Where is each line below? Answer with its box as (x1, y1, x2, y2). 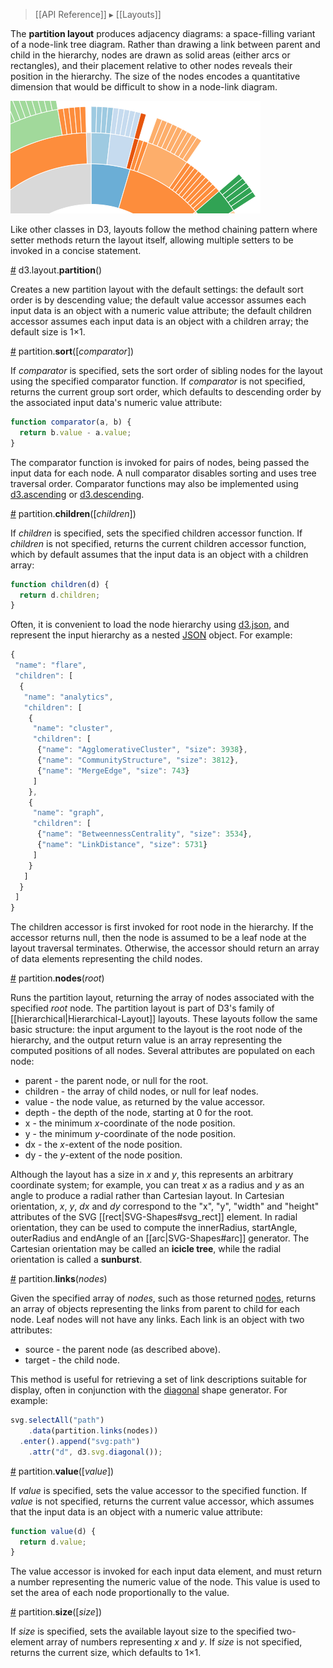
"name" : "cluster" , (32, 724, 114, 734)
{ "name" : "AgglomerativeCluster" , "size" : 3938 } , (36, 745, 248, 755)
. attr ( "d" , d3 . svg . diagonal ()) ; (28, 1447, 163, 1457)
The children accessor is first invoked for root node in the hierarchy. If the (10, 921, 314, 933)
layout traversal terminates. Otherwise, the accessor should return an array (10, 942, 320, 954)
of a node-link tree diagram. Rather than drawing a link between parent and (10, 39, 321, 50)
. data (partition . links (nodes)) (28, 1426, 159, 1436)
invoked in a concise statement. (10, 245, 142, 256)
